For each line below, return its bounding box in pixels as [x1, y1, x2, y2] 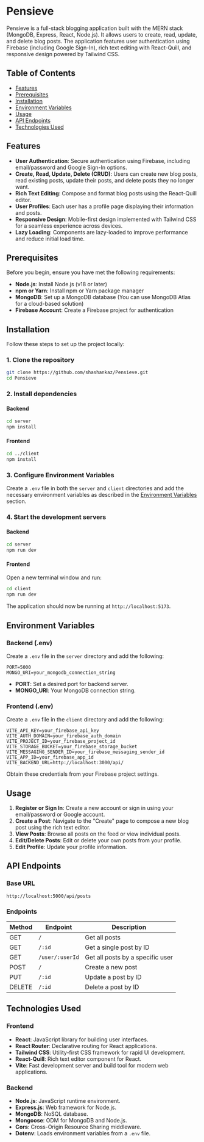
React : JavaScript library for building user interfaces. [15, 1036, 149, 1043]
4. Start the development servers [6, 513, 107, 521]
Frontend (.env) [6, 702, 54, 710]
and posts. [15, 209, 42, 216]
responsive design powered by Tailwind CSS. [6, 50, 120, 57]
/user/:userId [38, 953, 79, 961]
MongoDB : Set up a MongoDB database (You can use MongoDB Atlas [15, 294, 191, 301]
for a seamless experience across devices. [15, 222, 123, 229]
